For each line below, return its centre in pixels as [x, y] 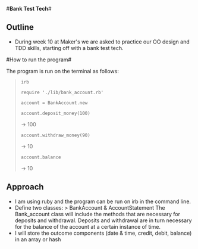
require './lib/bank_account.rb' [62, 92]
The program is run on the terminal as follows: [62, 71]
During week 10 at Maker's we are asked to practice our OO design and [102, 42]
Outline [20, 27]
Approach [25, 187]
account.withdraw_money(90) [55, 135]
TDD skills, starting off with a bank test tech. [69, 48]
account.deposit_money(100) [55, 113]
